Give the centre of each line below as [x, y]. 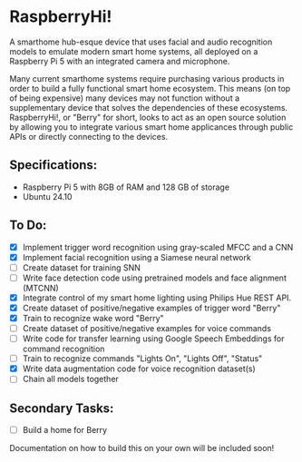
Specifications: [54, 165]
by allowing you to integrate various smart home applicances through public [151, 127]
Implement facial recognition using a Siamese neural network [136, 257]
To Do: [28, 226]
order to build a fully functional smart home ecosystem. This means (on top [150, 88]
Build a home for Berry [64, 430]
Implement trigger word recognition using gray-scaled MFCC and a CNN [158, 247]
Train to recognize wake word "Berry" [93, 318]
